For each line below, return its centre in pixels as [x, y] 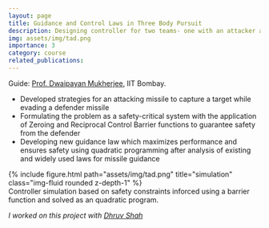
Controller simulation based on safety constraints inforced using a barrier [129, 191]
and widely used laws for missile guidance [90, 158]
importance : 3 [32, 46]
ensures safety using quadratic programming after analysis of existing [135, 150]
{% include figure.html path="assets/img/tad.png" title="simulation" [120, 174]
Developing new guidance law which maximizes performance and [128, 141]
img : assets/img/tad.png [50, 38]
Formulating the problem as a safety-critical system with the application [138, 116]
